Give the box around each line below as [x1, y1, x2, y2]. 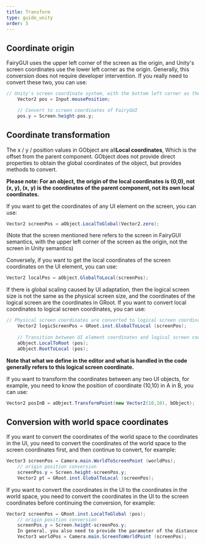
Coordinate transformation [6, 130, 110, 141]
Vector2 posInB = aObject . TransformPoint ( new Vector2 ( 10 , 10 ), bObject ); [6, 400, 195, 406]
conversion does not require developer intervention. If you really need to [6, 72, 189, 80]
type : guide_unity [6, 15, 53, 21]
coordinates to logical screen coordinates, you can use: [6, 305, 146, 313]
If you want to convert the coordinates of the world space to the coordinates [6, 433, 198, 440]
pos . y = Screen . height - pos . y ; [17, 113, 95, 119]
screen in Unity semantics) [6, 245, 74, 252]
